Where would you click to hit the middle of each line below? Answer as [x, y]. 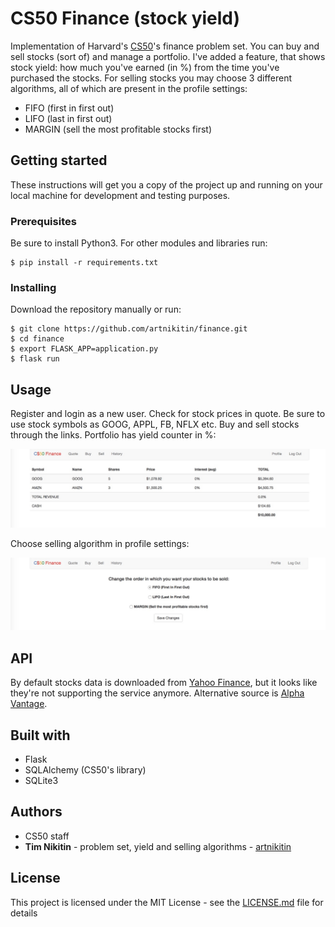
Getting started [59, 160]
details [24, 913]
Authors [36, 812]
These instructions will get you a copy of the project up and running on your [166, 184]
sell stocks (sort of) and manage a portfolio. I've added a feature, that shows [168, 56]
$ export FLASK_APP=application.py [84, 349]
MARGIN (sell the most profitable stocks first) [118, 129]
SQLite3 [41, 780]
